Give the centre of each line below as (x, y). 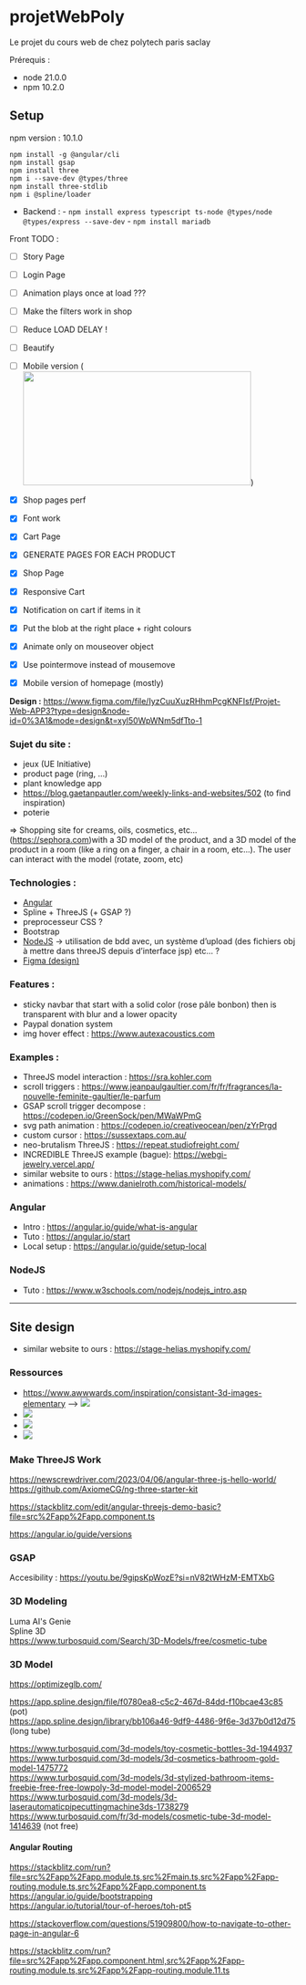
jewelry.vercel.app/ (59, 1164)
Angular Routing (41, 1847)
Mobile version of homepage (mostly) (93, 682)
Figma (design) (51, 961)
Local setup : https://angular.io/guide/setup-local (114, 1246)
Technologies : (43, 883)
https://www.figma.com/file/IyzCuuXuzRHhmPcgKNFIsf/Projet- (162, 701)
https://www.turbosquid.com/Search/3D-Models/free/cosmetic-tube (138, 1640)
